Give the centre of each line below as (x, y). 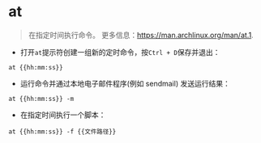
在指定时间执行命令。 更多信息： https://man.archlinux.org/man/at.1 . (141, 35)
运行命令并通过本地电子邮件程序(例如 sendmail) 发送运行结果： (125, 83)
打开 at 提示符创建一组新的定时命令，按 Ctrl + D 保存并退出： (120, 52)
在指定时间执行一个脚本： (63, 115)
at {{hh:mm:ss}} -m (41, 99)
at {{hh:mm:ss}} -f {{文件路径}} (62, 132)
